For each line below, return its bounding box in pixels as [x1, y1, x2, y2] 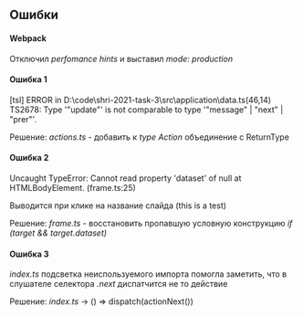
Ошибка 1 [9, 74, 47, 85]
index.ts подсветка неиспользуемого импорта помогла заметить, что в [9, 269, 287, 279]
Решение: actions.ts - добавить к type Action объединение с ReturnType [9, 132, 290, 142]
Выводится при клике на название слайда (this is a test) [9, 200, 226, 211]
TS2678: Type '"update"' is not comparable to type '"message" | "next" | [9, 104, 284, 115]
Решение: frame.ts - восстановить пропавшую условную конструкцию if [9, 218, 293, 228]
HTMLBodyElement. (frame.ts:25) [9, 183, 137, 193]
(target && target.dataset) [9, 227, 108, 238]
